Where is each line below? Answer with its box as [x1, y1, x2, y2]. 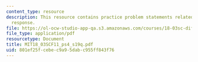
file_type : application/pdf [6, 31, 75, 37]
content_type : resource [6, 8, 65, 15]
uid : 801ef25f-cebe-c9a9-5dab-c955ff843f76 [6, 47, 115, 53]
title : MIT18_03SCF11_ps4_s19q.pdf [6, 42, 94, 48]
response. [11, 19, 35, 25]
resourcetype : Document [6, 36, 65, 42]
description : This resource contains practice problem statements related [6, 14, 194, 20]
